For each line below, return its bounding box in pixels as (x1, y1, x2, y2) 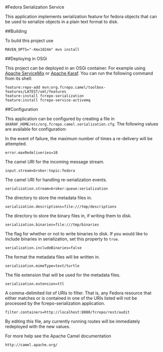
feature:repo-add (5, 85, 41, 90)
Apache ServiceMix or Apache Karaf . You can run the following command (5, 70, 153, 76)
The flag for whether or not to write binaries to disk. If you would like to (5, 231, 148, 236)
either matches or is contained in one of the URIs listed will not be (5, 295, 138, 301)
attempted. (5, 141, 27, 146)
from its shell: (5, 76, 33, 81)
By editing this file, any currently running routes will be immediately (5, 318, 141, 324)
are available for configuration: (5, 126, 67, 132)
